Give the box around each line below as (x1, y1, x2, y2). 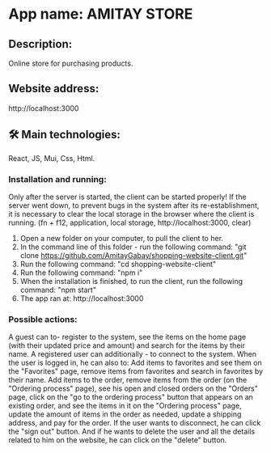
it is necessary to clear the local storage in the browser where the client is (8, 209, 255, 218)
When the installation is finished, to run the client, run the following (19, 276, 243, 286)
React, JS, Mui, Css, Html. (8, 153, 95, 163)
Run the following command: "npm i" (19, 268, 143, 277)
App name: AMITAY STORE (8, 5, 193, 23)
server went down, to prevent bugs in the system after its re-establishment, (8, 200, 260, 210)
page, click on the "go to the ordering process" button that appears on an (8, 392, 253, 402)
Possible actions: (8, 313, 78, 324)
